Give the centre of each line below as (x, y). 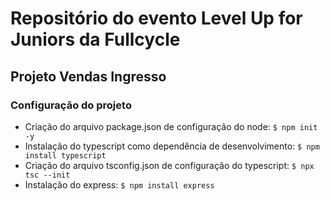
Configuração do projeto (71, 105)
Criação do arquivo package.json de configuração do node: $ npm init (171, 126)
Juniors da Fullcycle (95, 39)
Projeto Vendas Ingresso (88, 76)
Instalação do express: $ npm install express (119, 184)
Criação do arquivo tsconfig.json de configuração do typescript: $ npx (169, 165)
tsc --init (47, 175)
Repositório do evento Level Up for (156, 18)
